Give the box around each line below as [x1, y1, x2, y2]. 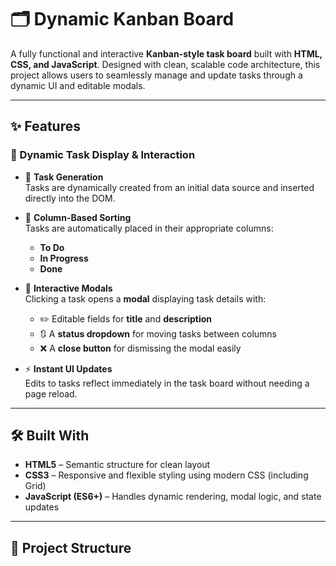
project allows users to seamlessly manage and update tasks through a [10, 69, 303, 81]
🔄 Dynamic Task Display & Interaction [10, 148, 196, 162]
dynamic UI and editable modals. [10, 79, 146, 91]
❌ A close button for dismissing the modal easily [39, 342, 242, 354]
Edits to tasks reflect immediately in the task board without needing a [24, 377, 310, 389]
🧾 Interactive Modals [24, 282, 113, 294]
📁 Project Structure [10, 539, 132, 556]
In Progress [39, 252, 89, 264]
